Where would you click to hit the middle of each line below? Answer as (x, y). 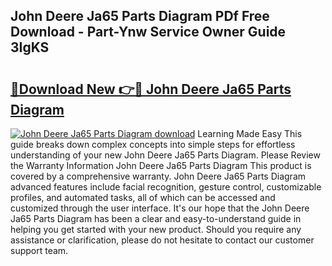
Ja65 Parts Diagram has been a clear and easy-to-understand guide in (156, 218)
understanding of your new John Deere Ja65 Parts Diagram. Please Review (165, 155)
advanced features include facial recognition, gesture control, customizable (166, 187)
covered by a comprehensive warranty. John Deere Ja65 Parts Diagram (158, 176)
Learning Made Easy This (250, 133)
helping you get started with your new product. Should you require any (156, 229)
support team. (39, 250)
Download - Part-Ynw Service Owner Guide (148, 32)
